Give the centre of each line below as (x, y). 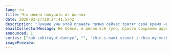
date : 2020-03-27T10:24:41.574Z (40, 19)
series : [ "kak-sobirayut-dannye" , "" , (47, 38)
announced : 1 (19, 33)
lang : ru (15, 10)
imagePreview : (20, 43)
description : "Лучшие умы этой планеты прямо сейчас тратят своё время (83, 24)
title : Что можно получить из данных (46, 15)
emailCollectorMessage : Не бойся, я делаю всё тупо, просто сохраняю (81, 29)
